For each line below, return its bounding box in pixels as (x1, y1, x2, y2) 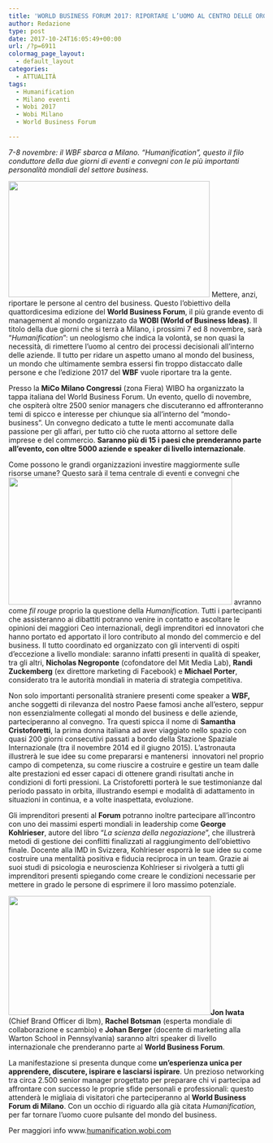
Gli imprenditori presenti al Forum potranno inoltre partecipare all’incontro (8, 810, 256, 820)
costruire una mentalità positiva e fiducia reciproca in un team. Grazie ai (8, 853, 249, 864)
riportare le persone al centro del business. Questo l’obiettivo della (8, 298, 231, 308)
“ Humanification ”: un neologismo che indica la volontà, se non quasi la (8, 332, 245, 342)
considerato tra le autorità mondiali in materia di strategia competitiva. (8, 675, 243, 684)
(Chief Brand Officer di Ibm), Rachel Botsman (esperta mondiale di (8, 1016, 232, 1026)
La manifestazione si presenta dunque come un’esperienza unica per (8, 1057, 242, 1067)
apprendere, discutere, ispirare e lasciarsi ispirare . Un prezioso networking (8, 1066, 265, 1076)
